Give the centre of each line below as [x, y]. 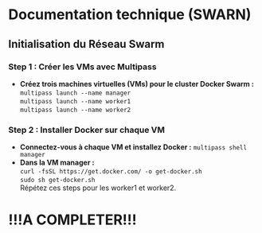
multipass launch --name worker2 [75, 110]
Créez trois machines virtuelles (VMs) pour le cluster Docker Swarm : [137, 83]
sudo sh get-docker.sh [57, 181]
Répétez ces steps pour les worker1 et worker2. [98, 188]
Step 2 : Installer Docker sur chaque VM [87, 130]
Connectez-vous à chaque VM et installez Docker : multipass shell [133, 147]
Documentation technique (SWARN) [130, 15]
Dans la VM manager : [57, 163]
